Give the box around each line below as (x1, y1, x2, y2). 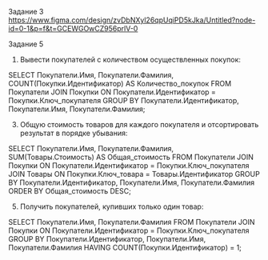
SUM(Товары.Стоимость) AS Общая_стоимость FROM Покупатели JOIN (8, 152, 254, 162)
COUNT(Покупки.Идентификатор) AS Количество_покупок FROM (8, 79, 232, 88)
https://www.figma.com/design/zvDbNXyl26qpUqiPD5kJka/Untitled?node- (8, 15, 256, 25)
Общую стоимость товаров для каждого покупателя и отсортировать (19, 120, 259, 129)
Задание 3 (8, 7, 44, 16)
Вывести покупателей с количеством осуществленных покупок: (19, 55, 242, 64)
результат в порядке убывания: (19, 128, 128, 138)
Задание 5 (8, 39, 44, 49)
